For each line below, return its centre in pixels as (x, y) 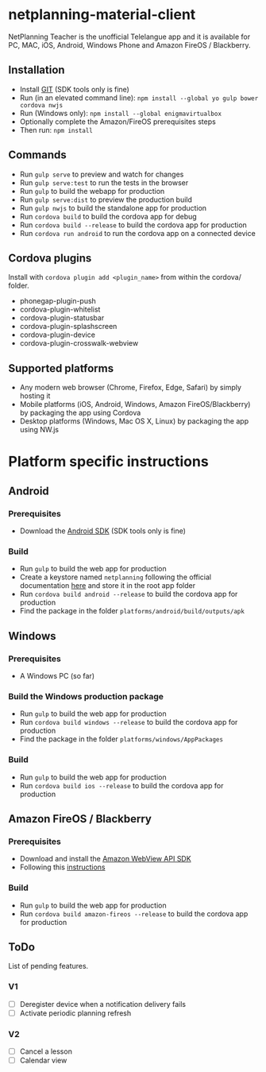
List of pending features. (48, 966)
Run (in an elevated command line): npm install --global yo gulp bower (139, 98)
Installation (37, 70)
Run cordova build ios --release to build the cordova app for (121, 785)
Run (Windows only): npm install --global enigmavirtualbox (121, 113)
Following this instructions (62, 867)
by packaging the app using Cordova (80, 413)
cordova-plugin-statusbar (62, 318)
